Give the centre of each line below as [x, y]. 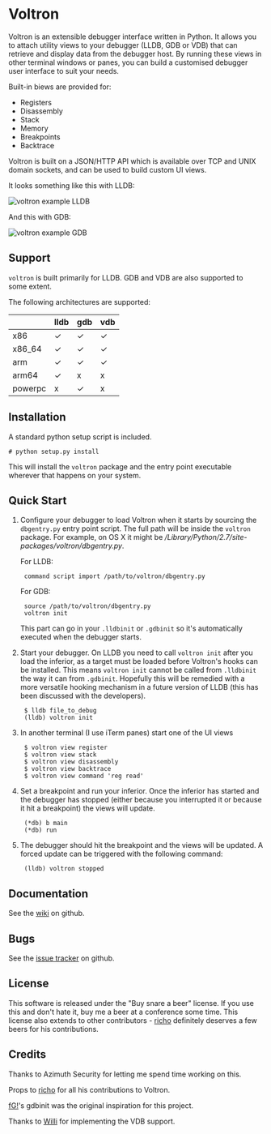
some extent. [30, 286]
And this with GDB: [40, 216]
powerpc [30, 388]
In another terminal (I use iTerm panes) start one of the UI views [127, 733]
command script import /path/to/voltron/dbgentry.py [114, 576]
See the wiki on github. [47, 914]
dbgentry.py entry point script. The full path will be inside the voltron [135, 528]
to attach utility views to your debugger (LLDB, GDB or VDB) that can [123, 45]
